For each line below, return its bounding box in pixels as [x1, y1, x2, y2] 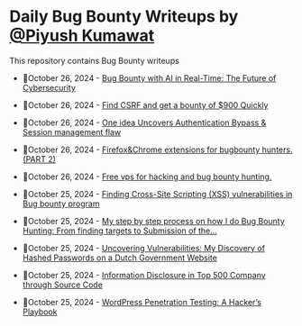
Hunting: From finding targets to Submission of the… [22, 225, 218, 236]
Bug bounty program [22, 198, 100, 209]
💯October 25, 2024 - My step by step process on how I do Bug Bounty [22, 215, 286, 226]
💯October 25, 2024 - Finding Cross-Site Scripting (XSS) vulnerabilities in [22, 188, 293, 199]
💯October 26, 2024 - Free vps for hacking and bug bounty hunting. [22, 171, 272, 182]
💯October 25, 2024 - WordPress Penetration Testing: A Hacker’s [22, 296, 261, 307]
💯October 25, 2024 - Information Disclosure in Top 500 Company [22, 269, 266, 280]
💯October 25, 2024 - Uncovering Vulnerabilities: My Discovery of [22, 242, 266, 253]
